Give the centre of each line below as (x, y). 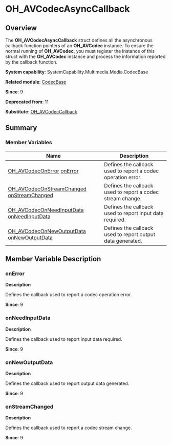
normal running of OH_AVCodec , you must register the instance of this (80, 51)
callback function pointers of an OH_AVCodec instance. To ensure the (79, 46)
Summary (21, 128)
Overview (21, 28)
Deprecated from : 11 (27, 102)
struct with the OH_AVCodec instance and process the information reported (85, 56)
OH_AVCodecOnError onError (43, 171)
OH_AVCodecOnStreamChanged (47, 189)
